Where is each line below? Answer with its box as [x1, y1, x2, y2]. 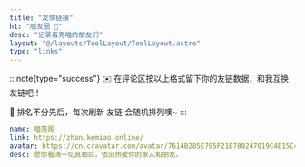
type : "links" [9, 47, 64, 56]
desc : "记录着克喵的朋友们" [9, 30, 103, 39]
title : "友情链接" [9, 13, 74, 23]
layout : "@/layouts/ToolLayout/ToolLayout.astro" [9, 38, 202, 48]
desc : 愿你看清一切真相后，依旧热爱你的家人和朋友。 [9, 150, 183, 159]
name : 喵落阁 [9, 124, 54, 134]
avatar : [9, 142, 39, 151]
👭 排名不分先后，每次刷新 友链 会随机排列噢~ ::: [9, 106, 188, 118]
